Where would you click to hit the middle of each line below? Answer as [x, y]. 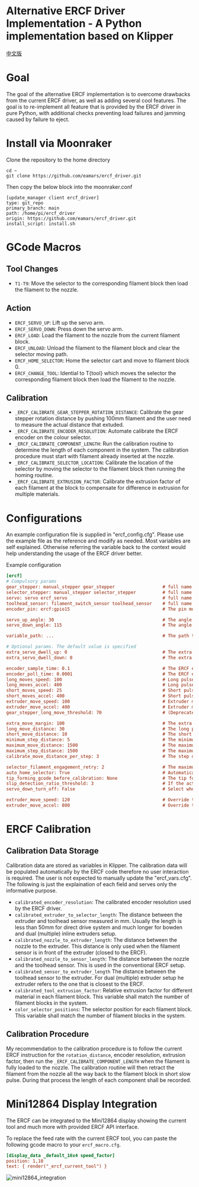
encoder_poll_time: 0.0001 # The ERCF [98, 674]
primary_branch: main [33, 208]
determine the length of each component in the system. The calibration [102, 450]
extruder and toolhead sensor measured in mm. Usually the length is [98, 921]
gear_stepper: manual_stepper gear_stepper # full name [99, 587]
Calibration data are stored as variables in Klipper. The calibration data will [97, 865]
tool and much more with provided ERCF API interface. [73, 1126]
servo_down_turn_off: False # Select [95, 789]
